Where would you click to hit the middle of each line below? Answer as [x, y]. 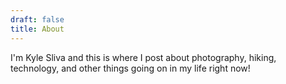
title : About [37, 29]
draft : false [37, 19]
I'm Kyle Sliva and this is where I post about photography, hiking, [143, 57]
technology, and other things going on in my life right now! [130, 68]
